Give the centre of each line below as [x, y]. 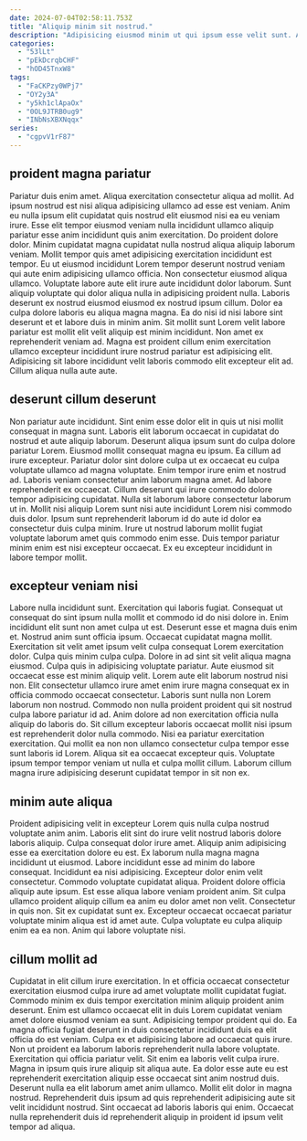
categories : [32, 43]
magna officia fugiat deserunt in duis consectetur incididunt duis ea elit [143, 1030]
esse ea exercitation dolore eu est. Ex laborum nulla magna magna [135, 853]
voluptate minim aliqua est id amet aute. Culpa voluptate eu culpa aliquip [146, 921]
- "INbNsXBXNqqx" [51, 120]
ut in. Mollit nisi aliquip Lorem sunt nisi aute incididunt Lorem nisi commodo [151, 509]
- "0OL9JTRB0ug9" [51, 111]
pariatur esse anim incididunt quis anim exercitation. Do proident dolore [144, 235]
